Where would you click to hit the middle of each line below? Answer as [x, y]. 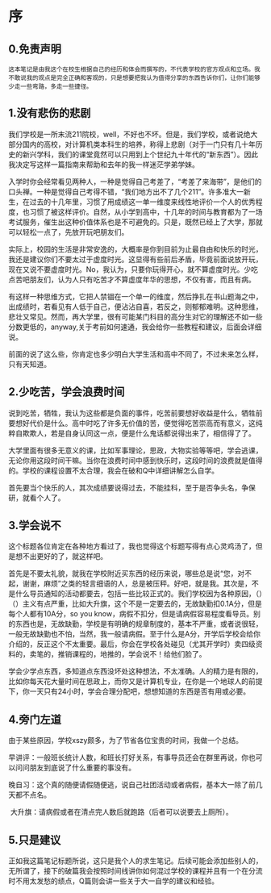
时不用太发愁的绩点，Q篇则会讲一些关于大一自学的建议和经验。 [114, 881]
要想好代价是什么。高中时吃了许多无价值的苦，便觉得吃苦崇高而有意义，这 [132, 423]
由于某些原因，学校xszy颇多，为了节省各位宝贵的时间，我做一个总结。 [126, 741]
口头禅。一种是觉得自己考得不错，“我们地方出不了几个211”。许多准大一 [126, 191]
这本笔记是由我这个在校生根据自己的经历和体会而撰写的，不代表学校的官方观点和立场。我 [134, 69]
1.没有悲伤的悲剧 [50, 113]
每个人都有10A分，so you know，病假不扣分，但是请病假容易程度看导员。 [131, 614]
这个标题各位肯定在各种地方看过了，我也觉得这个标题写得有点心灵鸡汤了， [132, 546]
